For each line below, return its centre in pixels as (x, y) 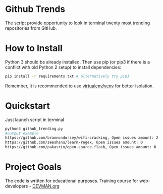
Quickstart (28, 106)
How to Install (34, 48)
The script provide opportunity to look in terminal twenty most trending (78, 23)
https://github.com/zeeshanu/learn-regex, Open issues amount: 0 (74, 142)
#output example (22, 133)
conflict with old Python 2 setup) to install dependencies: (63, 67)
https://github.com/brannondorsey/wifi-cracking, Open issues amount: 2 (82, 138)
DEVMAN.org (46, 186)
